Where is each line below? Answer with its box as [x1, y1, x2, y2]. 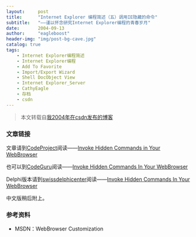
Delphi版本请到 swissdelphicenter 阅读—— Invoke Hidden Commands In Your [6, 176, 190, 183]
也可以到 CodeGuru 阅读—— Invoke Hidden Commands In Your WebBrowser [6, 163, 188, 170]
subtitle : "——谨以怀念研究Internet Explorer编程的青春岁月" [6, 20, 151, 25]
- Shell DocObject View [17, 74, 76, 80]
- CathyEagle [17, 86, 49, 92]
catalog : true [6, 42, 41, 48]
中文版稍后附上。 [6, 194, 48, 202]
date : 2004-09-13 [6, 25, 65, 31]
